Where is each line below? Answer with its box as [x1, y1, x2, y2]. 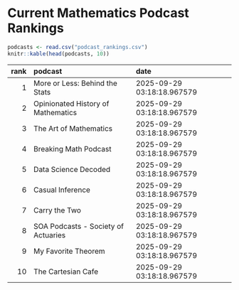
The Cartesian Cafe [33, 267, 99, 276]
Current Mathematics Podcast [7, 5, 190, 21]
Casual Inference [33, 185, 91, 195]
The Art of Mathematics [33, 123, 113, 133]
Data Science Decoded [33, 164, 111, 174]
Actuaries [33, 230, 66, 240]
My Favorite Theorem [33, 246, 105, 256]
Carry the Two [33, 205, 82, 215]
